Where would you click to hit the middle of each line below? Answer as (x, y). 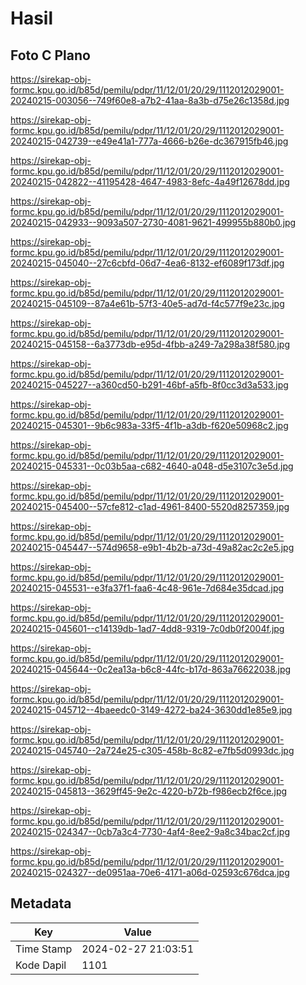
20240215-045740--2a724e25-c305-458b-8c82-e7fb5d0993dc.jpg (152, 750)
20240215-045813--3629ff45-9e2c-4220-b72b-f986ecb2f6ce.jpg (149, 791)
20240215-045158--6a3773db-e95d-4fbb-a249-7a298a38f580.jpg (150, 344)
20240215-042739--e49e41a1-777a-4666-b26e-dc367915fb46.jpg (149, 141)
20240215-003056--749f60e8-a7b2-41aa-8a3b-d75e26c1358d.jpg (150, 100)
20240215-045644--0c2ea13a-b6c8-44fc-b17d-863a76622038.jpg (151, 669)
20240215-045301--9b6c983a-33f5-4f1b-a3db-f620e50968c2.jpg (149, 425)
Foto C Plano (50, 55)
